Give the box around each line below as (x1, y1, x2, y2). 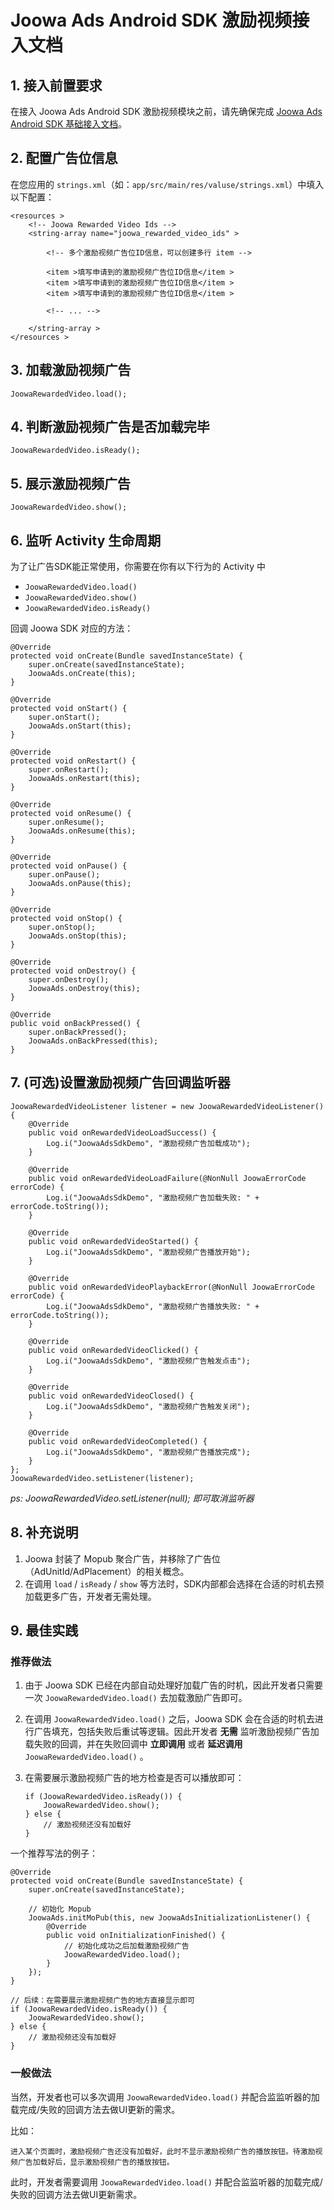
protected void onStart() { (10, 704, 128, 714)
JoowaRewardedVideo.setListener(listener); (10, 1473, 195, 1483)
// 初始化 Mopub (28, 1904, 92, 1915)
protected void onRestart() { (10, 756, 137, 766)
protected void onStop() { (10, 914, 123, 924)
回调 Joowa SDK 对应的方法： (10, 622, 134, 635)
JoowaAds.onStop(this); (28, 931, 128, 941)
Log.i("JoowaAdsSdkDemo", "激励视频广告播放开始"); (46, 1247, 251, 1257)
